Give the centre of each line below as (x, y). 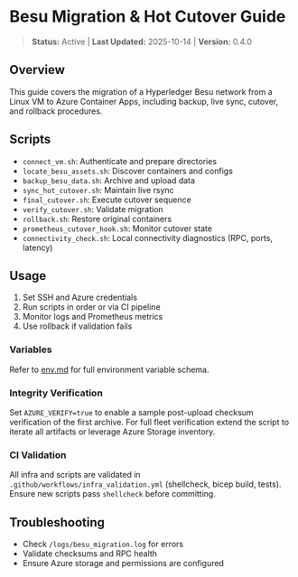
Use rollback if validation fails (77, 326)
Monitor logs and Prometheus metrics (93, 317)
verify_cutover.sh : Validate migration (93, 209)
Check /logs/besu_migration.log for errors (102, 544)
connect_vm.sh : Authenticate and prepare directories (120, 161)
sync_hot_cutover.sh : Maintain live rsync (98, 190)
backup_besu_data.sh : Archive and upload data (109, 180)
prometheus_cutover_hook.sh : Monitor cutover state (117, 228)
